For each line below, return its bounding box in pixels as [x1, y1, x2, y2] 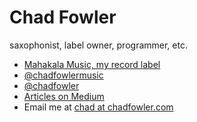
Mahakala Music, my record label [23, 58, 161, 70]
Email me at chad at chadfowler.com [23, 101, 174, 113]
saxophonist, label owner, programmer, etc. [9, 39, 188, 51]
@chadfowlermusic [23, 69, 104, 81]
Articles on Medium [23, 90, 105, 102]
